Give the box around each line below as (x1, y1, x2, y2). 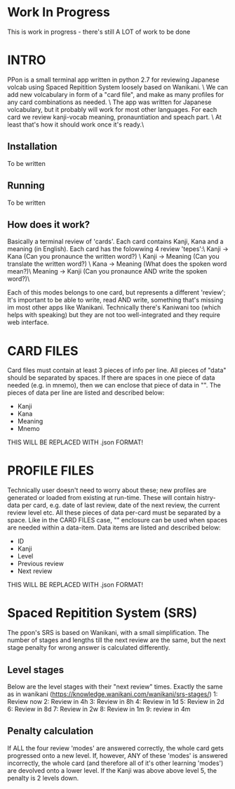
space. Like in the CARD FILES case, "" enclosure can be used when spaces (7, 516, 228, 525)
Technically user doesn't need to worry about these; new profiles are (7, 486, 207, 494)
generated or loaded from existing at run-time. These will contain (7, 494, 196, 502)
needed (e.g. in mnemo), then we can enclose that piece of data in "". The (7, 381, 221, 390)
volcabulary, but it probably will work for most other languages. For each (7, 105, 217, 113)
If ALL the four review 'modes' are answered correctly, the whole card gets (7, 743, 224, 752)
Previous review (17, 560, 65, 568)
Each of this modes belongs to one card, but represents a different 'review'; (7, 288, 226, 297)
